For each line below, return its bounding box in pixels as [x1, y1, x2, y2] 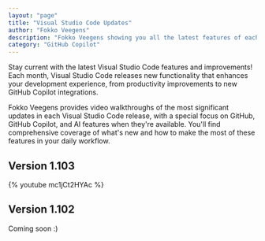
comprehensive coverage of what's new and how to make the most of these [8, 128, 256, 138]
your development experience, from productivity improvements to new [8, 80, 238, 89]
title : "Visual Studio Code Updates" [8, 19, 132, 27]
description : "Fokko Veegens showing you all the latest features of [8, 33, 242, 42]
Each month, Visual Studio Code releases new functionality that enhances [8, 71, 248, 80]
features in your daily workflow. [8, 136, 110, 146]
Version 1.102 [8, 202, 75, 217]
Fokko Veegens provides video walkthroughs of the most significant [8, 103, 230, 113]
